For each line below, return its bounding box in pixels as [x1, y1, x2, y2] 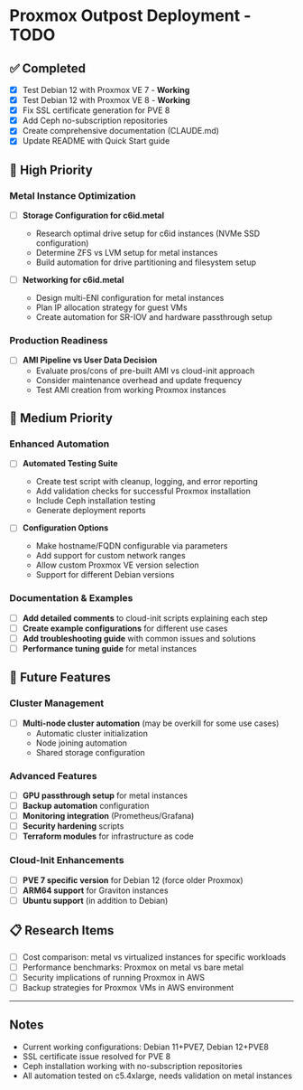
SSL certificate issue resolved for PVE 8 [22, 1050, 171, 1062]
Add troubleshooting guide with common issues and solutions [22, 633, 256, 644]
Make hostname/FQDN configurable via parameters [35, 540, 228, 551]
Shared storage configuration [35, 747, 146, 757]
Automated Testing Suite [22, 458, 119, 469]
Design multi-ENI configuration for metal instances [35, 293, 225, 304]
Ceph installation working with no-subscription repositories [22, 1060, 243, 1071]
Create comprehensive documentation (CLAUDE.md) [22, 126, 219, 136]
